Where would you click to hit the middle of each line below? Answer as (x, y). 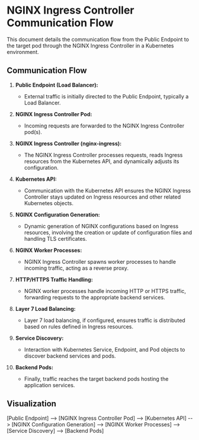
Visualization (32, 404)
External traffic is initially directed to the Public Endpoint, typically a (106, 96)
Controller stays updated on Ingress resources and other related (102, 197)
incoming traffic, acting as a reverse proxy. (76, 268)
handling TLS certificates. (56, 238)
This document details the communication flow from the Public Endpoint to (98, 39)
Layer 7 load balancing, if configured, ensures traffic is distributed (105, 320)
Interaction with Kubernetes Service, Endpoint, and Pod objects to (105, 349)
